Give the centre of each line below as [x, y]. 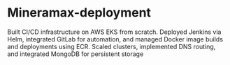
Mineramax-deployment [79, 13]
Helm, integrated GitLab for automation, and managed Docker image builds [115, 39]
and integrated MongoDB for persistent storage [76, 54]
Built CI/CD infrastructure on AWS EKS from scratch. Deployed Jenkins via [114, 32]
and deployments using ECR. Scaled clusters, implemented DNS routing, [112, 46]
